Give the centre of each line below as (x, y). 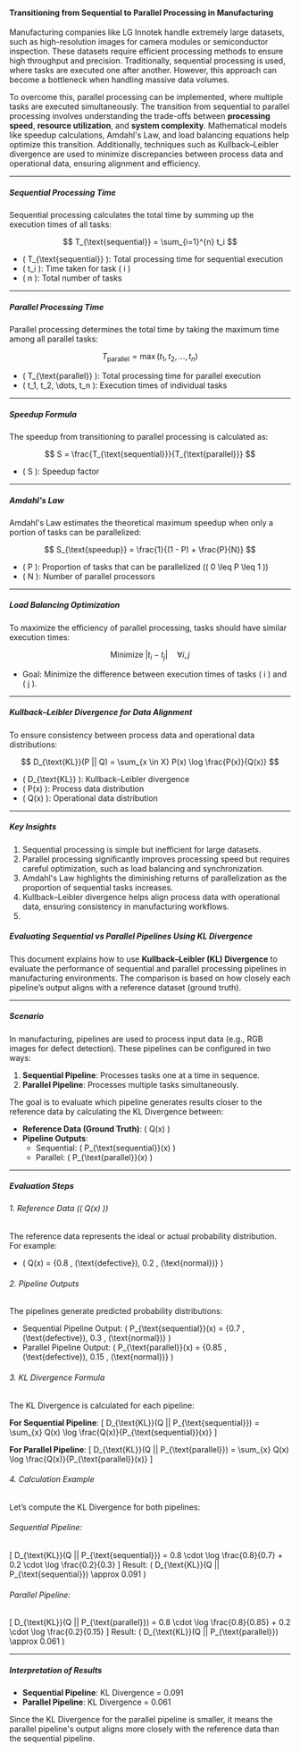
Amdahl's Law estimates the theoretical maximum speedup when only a (142, 522)
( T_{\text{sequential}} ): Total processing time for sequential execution (153, 259)
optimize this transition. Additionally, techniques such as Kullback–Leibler (144, 145)
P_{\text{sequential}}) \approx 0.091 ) (78, 1574)
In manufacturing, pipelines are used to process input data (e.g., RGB (136, 1039)
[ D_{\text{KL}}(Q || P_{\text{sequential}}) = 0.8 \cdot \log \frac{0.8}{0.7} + (146, 1554)
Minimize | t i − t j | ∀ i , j (150, 655)
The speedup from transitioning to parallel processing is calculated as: (139, 436)
